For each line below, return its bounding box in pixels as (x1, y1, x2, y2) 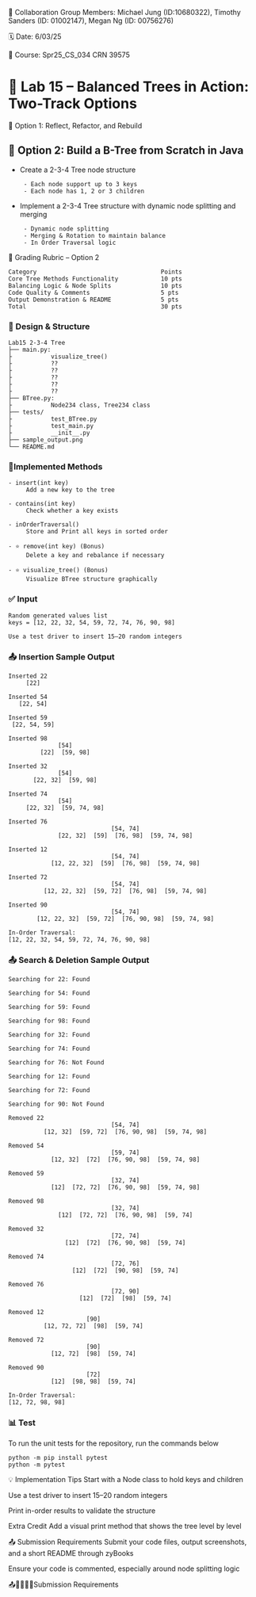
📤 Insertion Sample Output (8, 651, 115, 662)
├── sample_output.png (8, 436, 83, 444)
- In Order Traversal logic (23, 239, 117, 246)
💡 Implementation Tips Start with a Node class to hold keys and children (8, 1474, 244, 1484)
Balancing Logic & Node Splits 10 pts (8, 281, 182, 289)
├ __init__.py (8, 429, 90, 437)
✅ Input (8, 594, 38, 605)
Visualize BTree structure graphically (25, 575, 158, 583)
